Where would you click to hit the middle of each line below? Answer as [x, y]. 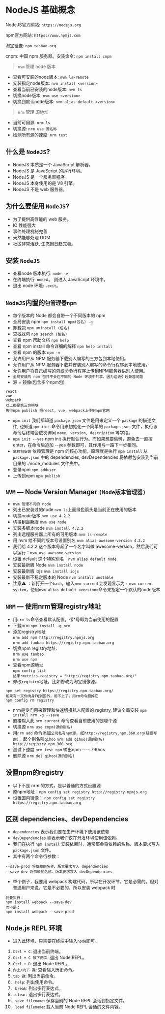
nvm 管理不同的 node [32, 504]
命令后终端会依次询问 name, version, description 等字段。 [73, 433]
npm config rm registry [30, 700]
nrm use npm [25, 659]
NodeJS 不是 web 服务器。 [40, 189]
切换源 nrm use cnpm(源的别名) [42, 727]
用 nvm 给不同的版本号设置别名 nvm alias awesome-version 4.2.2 [79, 540]
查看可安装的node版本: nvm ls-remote [51, 77]
